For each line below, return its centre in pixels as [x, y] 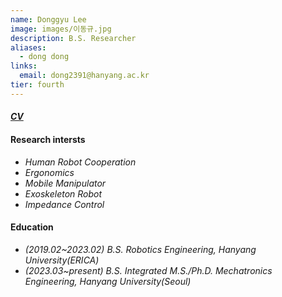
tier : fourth [37, 85]
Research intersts [48, 139]
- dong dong [44, 57]
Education [32, 227]
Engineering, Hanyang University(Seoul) [108, 281]
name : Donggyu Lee [48, 19]
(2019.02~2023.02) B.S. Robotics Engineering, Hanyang [140, 249]
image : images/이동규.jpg [61, 29]
